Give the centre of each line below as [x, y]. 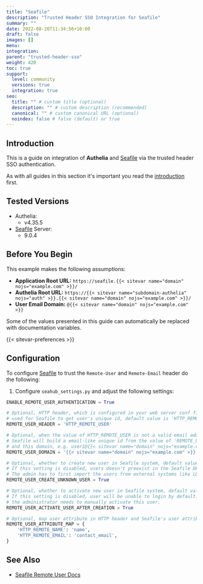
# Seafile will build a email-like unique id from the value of [89, 441]
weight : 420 [21, 62]
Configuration [33, 359]
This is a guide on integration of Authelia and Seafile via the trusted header [100, 158]
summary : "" [21, 23]
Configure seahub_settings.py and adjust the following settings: [94, 391]
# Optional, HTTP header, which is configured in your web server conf [98, 413]
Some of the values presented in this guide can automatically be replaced [98, 321]
